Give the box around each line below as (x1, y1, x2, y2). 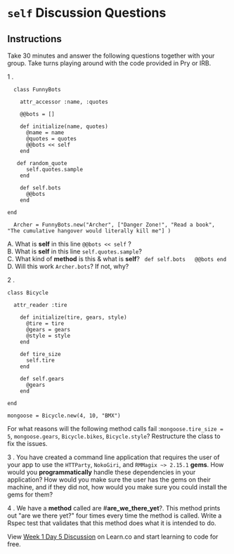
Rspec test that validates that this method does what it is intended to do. (7, 519, 216, 527)
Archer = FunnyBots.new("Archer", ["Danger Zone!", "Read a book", (13, 221, 216, 228)
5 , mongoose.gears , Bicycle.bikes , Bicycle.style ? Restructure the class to (7, 432, 221, 440)
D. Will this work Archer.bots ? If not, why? (7, 262, 129, 270)
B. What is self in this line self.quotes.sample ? (7, 247, 143, 256)
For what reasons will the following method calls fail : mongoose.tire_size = (7, 425, 223, 433)
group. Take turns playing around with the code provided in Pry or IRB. (7, 59, 212, 67)
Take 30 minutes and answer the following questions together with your (7, 51, 215, 60)
